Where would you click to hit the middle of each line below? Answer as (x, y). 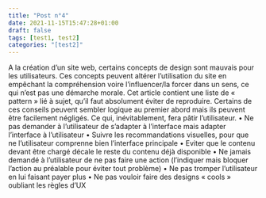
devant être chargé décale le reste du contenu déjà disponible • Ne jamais (130, 152)
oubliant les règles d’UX (47, 185)
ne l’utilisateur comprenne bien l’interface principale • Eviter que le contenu (132, 143)
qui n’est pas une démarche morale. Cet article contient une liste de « (122, 93)
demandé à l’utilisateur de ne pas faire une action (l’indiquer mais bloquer (128, 160)
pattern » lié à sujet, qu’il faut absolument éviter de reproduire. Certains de (130, 101)
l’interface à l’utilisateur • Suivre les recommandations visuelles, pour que (129, 135)
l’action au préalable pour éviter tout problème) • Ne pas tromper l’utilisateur (133, 169)
